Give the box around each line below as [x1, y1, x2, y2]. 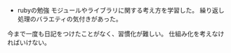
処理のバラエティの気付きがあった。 [17, 15, 122, 23]
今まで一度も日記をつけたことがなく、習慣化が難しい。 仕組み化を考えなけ [7, 30, 225, 38]
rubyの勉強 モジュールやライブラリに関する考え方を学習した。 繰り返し [17, 6, 225, 14]
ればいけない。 [7, 38, 51, 47]
